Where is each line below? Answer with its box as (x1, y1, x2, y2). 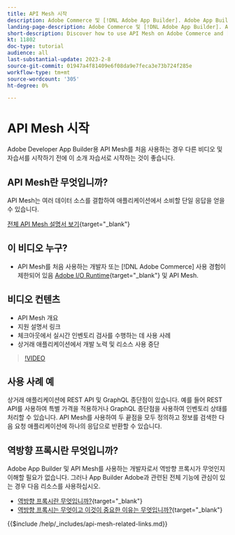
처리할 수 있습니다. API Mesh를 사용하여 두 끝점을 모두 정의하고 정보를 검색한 (7, 413, 218, 421)
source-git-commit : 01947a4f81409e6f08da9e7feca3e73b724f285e (7, 62, 192, 69)
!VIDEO (24, 353, 45, 362)
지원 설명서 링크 (17, 322, 61, 330)
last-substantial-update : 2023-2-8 (7, 56, 111, 63)
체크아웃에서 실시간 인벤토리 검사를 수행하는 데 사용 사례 (17, 331, 171, 339)
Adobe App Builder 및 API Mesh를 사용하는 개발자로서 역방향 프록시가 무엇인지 (7, 464, 225, 473)
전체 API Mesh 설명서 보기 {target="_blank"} (7, 220, 131, 228)
